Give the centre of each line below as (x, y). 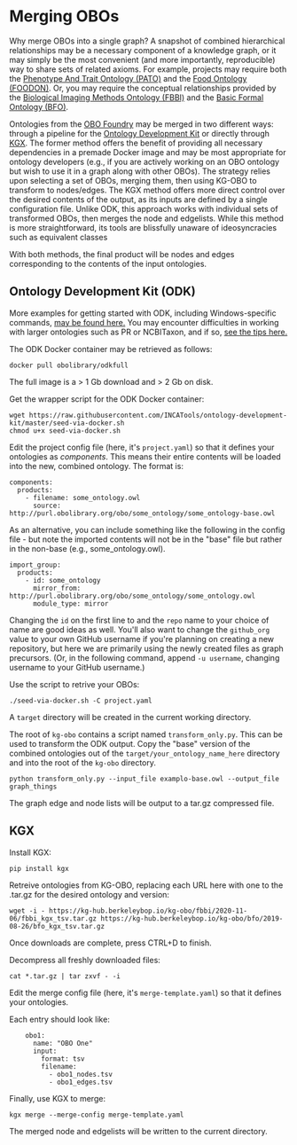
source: (47, 506)
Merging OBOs (64, 16)
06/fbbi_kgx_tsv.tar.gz (53, 918)
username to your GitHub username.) (77, 667)
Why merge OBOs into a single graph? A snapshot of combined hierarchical (147, 41)
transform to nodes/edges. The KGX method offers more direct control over (147, 190)
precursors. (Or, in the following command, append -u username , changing (145, 657)
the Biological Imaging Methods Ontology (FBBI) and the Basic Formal (137, 97)
